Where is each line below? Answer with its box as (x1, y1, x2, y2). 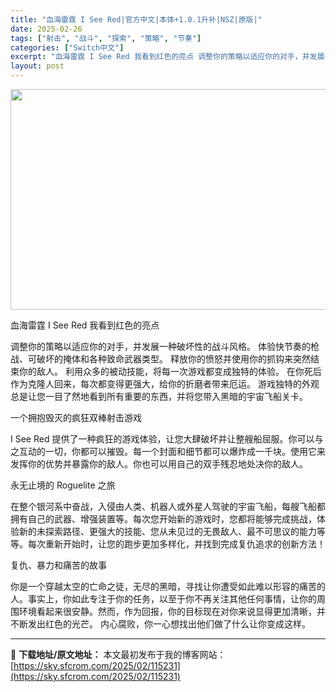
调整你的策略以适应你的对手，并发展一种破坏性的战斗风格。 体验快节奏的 (10, 341, 311, 352)
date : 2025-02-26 (10, 24, 83, 34)
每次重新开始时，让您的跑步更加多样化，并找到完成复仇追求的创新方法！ (27, 538, 326, 550)
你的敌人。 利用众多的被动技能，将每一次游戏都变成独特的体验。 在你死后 (18, 366, 322, 377)
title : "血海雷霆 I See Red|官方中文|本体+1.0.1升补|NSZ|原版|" (10, 14, 263, 25)
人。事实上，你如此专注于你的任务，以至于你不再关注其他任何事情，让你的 (10, 593, 317, 605)
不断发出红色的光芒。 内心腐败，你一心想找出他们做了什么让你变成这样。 (10, 618, 311, 630)
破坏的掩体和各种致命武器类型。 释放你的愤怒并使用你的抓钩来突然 (36, 353, 311, 365)
